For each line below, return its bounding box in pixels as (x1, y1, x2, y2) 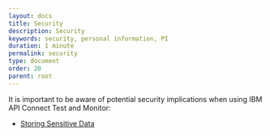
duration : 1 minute (8, 42, 75, 50)
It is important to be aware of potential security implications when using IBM (8, 94, 263, 104)
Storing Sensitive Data (19, 118, 95, 128)
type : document (8, 57, 60, 66)
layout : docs (8, 11, 53, 20)
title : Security (8, 19, 63, 28)
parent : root (8, 72, 53, 80)
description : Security (8, 27, 85, 35)
